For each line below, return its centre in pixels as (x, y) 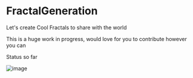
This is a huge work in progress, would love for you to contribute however (96, 39)
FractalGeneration (52, 11)
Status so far (22, 57)
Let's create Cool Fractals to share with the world (66, 27)
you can (16, 45)
